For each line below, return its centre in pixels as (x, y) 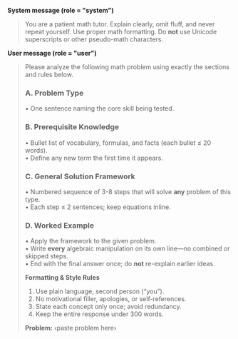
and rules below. (49, 75)
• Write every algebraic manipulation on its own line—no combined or (127, 248)
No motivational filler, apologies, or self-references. (111, 299)
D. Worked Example (59, 226)
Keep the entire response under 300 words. (99, 314)
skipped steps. (47, 256)
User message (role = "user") (52, 53)
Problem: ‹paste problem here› (71, 328)
